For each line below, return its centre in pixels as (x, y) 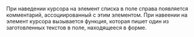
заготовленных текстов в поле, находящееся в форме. (77, 27)
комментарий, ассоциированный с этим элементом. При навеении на (97, 15)
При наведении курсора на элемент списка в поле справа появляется (97, 9)
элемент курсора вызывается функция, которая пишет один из (88, 21)
